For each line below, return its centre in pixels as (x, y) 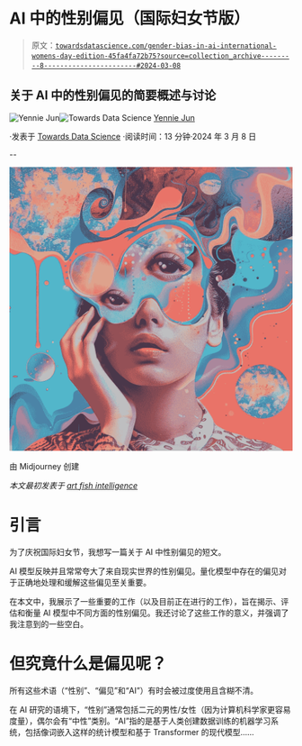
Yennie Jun (174, 117)
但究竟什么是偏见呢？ (89, 664)
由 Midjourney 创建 (44, 466)
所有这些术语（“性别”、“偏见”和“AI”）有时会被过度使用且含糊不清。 (134, 690)
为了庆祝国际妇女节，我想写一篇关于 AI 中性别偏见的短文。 (118, 551)
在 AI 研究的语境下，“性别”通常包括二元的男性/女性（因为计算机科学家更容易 (150, 709)
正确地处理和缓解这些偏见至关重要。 (84, 582)
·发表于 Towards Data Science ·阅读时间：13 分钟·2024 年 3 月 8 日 (133, 136)
